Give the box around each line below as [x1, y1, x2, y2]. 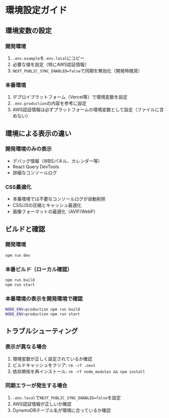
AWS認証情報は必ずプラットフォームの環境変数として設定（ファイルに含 [12, 107, 164, 113]
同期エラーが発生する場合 [5, 382, 68, 389]
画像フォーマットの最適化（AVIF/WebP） [12, 208, 98, 215]
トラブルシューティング [5, 327, 78, 336]
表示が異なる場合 [5, 343, 47, 350]
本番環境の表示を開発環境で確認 [5, 295, 83, 302]
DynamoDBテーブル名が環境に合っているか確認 [12, 407, 111, 413]
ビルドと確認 [5, 225, 45, 233]
